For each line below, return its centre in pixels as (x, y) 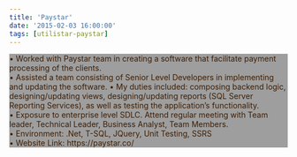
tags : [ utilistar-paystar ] (59, 34)
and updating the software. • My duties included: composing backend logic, (148, 87)
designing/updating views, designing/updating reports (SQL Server (131, 96)
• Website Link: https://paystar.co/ (72, 143)
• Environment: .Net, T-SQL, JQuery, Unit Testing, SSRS (110, 134)
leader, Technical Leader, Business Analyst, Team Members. (119, 124)
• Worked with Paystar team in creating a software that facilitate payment (143, 59)
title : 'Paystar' (41, 17)
